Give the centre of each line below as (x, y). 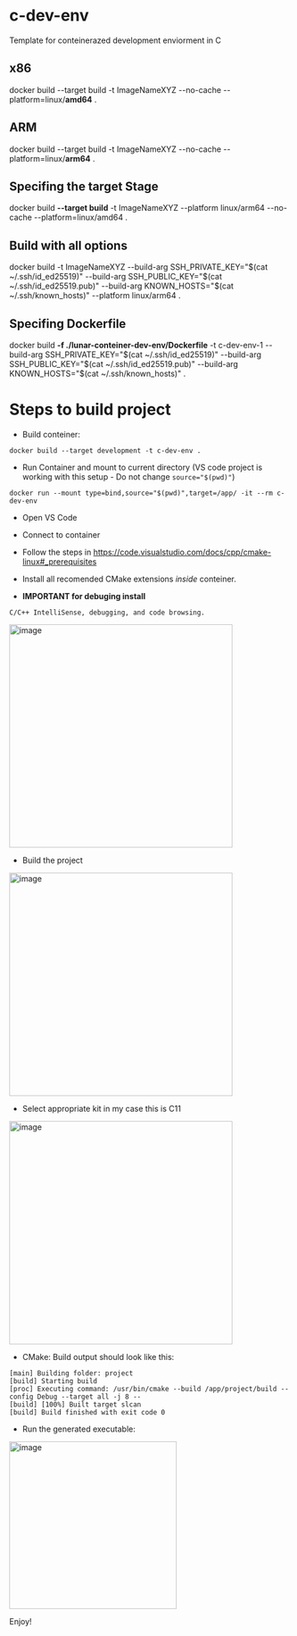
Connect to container (61, 534)
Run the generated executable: (78, 1429)
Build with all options (68, 245)
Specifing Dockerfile (68, 324)
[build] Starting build (54, 1381)
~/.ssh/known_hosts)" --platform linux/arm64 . (95, 296)
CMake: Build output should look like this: (98, 1356)
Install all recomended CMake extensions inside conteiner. (129, 579)
